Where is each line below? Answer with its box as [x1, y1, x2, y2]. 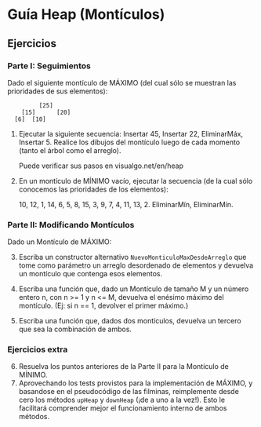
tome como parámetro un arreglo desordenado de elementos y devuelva [18, 261, 254, 270]
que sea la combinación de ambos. [18, 324, 132, 334]
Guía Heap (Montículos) [7, 5, 165, 24]
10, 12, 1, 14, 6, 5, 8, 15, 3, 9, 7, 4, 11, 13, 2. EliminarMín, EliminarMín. [18, 199, 234, 209]
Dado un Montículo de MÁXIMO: [7, 237, 112, 246]
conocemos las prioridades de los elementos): [18, 184, 169, 194]
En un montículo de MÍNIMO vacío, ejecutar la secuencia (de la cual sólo [18, 176, 253, 185]
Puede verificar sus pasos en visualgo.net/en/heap [18, 161, 183, 170]
